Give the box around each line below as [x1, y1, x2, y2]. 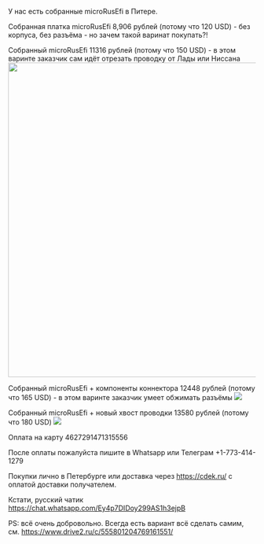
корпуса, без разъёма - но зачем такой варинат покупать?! [8, 31, 208, 39]
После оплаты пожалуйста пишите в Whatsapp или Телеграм [8, 448, 214, 457]
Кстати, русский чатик [8, 495, 84, 504]
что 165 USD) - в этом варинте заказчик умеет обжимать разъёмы [8, 393, 233, 402]
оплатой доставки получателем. [8, 480, 117, 489]
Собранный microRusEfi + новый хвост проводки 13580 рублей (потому [8, 408, 249, 417]
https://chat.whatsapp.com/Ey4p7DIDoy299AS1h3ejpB [8, 503, 186, 513]
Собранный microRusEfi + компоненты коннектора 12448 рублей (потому [8, 384, 255, 392]
